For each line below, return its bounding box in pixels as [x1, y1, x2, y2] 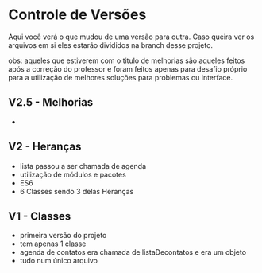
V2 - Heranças [8, 140, 82, 154]
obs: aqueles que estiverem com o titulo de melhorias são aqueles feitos [8, 56, 245, 65]
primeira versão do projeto [19, 231, 107, 240]
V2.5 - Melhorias [8, 96, 94, 109]
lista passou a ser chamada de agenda [19, 161, 147, 170]
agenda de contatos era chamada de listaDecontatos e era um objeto [19, 248, 247, 257]
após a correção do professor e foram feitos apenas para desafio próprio [8, 64, 248, 73]
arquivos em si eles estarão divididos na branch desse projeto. [8, 40, 213, 49]
